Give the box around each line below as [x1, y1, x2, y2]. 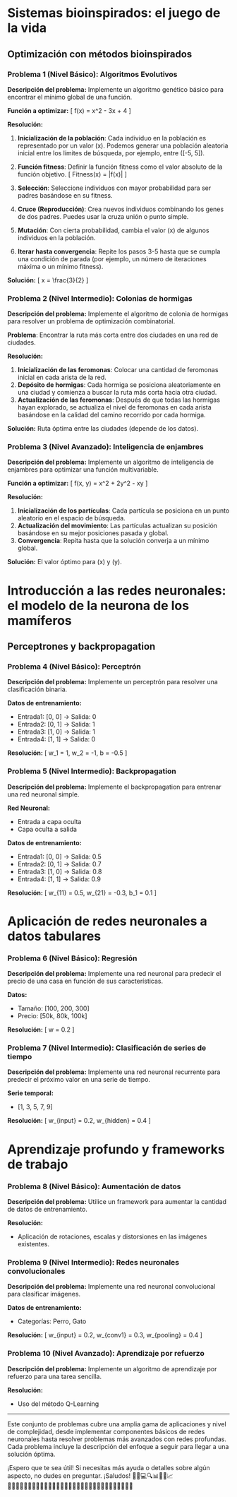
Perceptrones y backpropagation [7, 640, 156, 652]
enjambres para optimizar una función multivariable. [7, 465, 159, 474]
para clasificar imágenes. [7, 1290, 81, 1299]
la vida [7, 20, 47, 36]
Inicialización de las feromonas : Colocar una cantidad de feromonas [17, 366, 219, 374]
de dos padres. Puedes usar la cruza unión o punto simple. [17, 212, 189, 220]
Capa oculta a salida [17, 825, 78, 833]
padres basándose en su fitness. [17, 191, 113, 199]
